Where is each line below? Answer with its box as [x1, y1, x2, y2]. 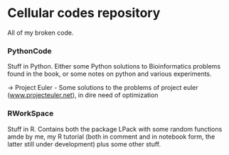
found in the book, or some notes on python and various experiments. [7, 69, 212, 79]
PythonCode [7, 46, 52, 56]
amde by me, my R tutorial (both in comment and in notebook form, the [7, 132, 215, 141]
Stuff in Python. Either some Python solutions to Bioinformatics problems [7, 62, 221, 71]
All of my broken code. [7, 28, 74, 37]
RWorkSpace [7, 108, 54, 118]
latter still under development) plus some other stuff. [7, 139, 161, 148]
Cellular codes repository [7, 5, 161, 21]
